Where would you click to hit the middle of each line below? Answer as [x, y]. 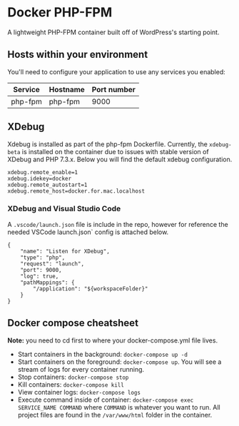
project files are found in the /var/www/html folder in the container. [115, 415]
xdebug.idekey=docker [40, 178]
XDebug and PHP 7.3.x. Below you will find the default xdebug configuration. [120, 159]
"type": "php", [43, 258]
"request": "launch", [52, 264]
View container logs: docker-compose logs [79, 392]
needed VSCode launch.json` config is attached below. [88, 232]
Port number [113, 89]
